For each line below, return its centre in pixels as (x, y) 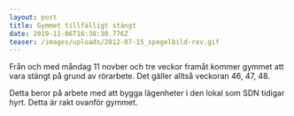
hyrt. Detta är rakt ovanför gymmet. (73, 103)
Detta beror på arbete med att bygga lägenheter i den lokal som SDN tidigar (147, 93)
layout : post (33, 17)
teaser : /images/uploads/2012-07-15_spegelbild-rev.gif (114, 42)
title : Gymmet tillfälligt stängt (73, 25)
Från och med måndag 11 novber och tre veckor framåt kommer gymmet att (147, 67)
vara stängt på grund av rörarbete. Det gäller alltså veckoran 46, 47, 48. (139, 76)
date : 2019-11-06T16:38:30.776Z (69, 33)
